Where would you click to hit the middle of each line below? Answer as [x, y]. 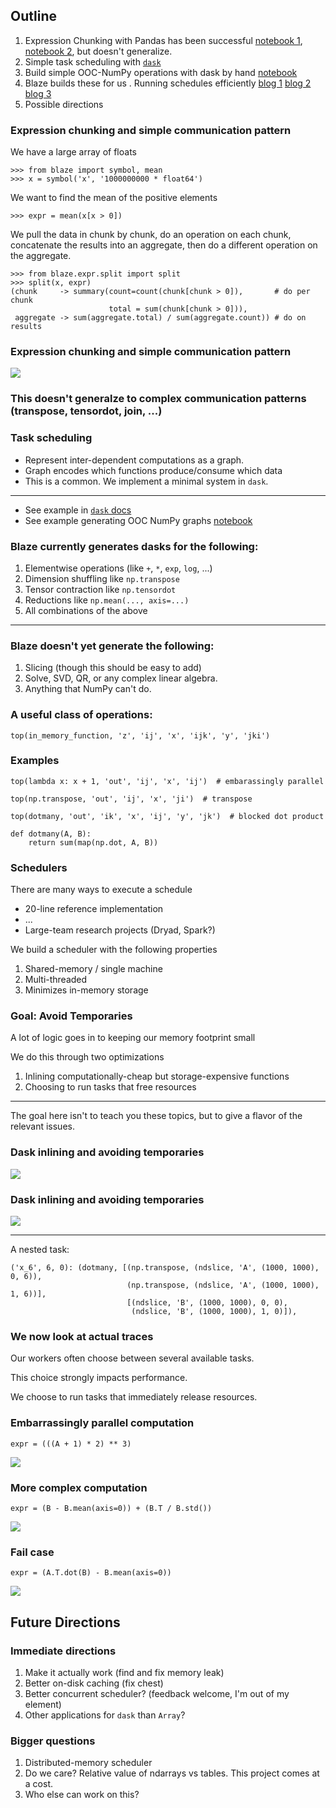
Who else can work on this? [82, 1795]
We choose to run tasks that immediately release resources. [134, 1397]
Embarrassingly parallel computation [102, 1423]
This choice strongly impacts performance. [99, 1378]
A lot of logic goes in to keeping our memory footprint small [133, 1038]
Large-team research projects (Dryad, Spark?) [120, 930]
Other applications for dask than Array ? [105, 1715]
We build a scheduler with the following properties [114, 950]
